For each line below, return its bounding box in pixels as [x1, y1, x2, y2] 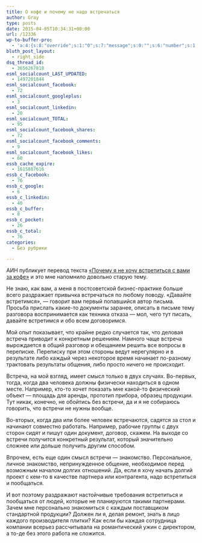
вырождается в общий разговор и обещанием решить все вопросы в [6, 342, 186, 349]
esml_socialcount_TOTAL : [6, 115, 69, 122]
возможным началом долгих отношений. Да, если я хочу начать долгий [6, 467, 193, 474]
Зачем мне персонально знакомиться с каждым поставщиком [6, 504, 169, 512]
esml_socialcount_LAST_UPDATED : [6, 71, 87, 77]
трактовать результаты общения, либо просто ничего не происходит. [6, 361, 185, 368]
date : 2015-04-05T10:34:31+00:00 [6, 25, 90, 32]
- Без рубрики [11, 245, 47, 251]
